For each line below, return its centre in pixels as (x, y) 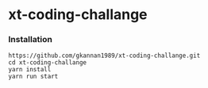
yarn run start (33, 77)
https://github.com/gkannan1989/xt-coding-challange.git (104, 56)
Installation (31, 40)
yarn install (30, 70)
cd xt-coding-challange (48, 63)
